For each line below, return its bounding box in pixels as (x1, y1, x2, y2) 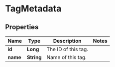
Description (53, 38, 82, 44)
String (26, 54, 42, 61)
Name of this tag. (46, 54, 87, 61)
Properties (5, 23, 39, 31)
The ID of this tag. (46, 46, 89, 53)
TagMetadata (5, 3, 62, 14)
